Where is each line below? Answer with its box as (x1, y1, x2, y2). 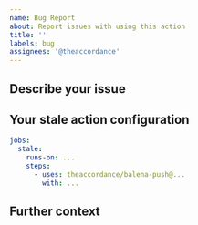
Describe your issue (9, 81, 126, 97)
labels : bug (9, 38, 55, 48)
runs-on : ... (26, 153, 76, 162)
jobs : (9, 136, 30, 146)
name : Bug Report (9, 13, 76, 23)
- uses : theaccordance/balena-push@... (33, 169, 185, 179)
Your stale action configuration (9, 111, 190, 128)
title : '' (9, 30, 47, 39)
